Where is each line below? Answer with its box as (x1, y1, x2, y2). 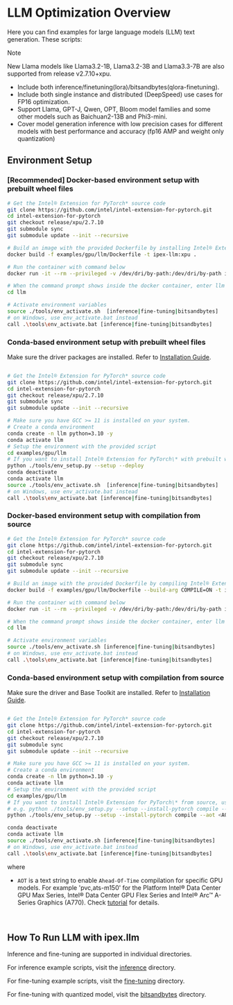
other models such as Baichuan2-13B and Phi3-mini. (17, 112, 168, 121)
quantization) (17, 134, 55, 143)
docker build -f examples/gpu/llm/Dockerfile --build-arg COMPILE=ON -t (7, 586, 222, 594)
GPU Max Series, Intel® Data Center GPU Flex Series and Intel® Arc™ (17, 891, 214, 899)
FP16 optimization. (17, 97, 71, 105)
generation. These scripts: (7, 35, 83, 43)
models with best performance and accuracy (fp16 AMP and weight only (17, 127, 224, 135)
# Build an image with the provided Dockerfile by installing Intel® (7, 244, 213, 251)
